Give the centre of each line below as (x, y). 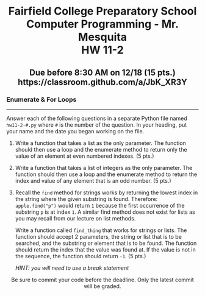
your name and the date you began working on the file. (75, 131)
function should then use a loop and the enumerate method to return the (106, 174)
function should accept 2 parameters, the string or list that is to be (98, 236)
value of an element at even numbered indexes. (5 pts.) (85, 156)
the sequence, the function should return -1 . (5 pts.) (81, 256)
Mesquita (103, 37)
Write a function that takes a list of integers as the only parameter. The (104, 167)
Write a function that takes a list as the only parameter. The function (100, 143)
